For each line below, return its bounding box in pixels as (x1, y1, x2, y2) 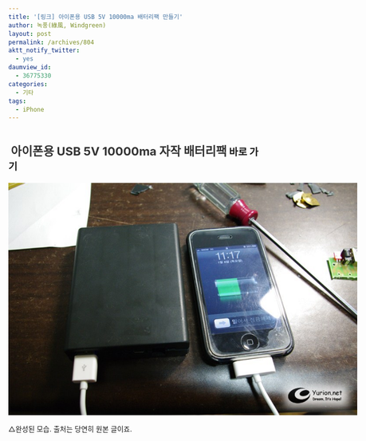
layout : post (8, 30, 52, 37)
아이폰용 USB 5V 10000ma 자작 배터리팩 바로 (10, 144, 247, 159)
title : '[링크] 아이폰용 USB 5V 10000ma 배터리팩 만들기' (8, 13, 183, 21)
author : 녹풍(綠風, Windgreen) (8, 21, 107, 30)
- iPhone (15, 105, 45, 113)
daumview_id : (8, 64, 52, 72)
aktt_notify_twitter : (8, 46, 81, 55)
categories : (8, 80, 48, 88)
